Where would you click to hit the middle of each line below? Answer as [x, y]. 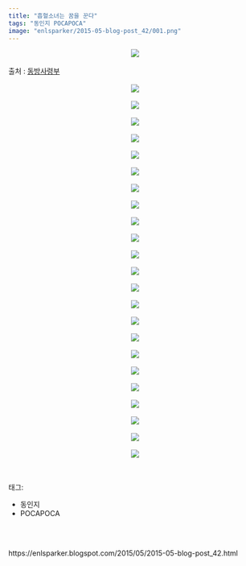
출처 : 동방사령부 [34, 71]
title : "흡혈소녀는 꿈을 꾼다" [53, 16]
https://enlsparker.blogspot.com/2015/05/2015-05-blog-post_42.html [123, 553]
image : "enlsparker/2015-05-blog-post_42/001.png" [95, 31]
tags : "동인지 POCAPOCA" [47, 23]
